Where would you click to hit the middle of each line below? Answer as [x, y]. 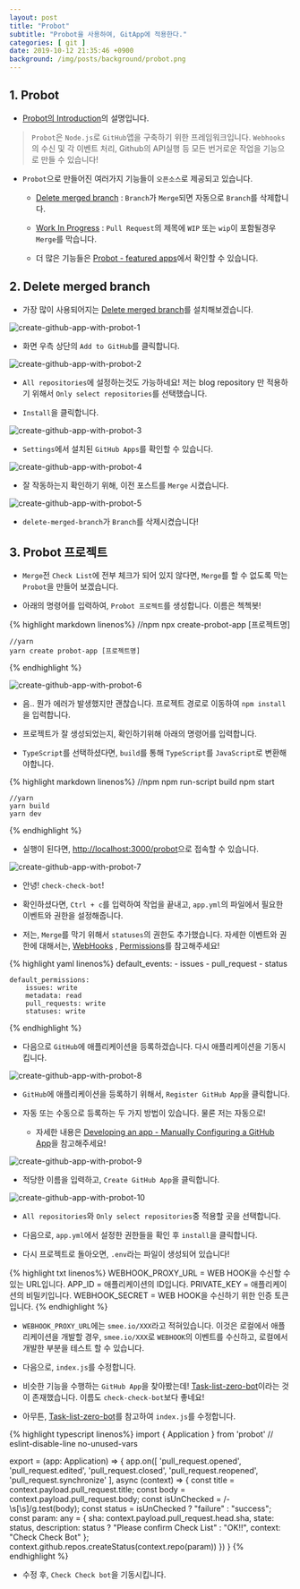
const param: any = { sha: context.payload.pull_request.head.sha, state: [142, 1518]
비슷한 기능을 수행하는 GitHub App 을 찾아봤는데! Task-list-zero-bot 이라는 [151, 1386]
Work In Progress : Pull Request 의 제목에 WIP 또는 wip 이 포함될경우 [156, 227]
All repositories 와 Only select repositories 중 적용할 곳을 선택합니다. [151, 1216]
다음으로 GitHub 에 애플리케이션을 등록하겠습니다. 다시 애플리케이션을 [142, 1047]
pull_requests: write [65, 1004]
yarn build [30, 807]
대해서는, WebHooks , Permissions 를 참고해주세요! [129, 946]
